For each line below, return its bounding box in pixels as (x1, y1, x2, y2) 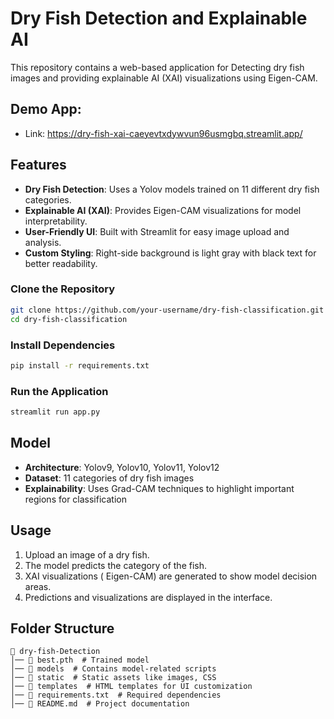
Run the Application (10, 384, 109, 398)
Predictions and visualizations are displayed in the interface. (24, 591, 273, 603)
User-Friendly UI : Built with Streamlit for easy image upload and (24, 225, 290, 237)
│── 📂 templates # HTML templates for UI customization (10, 682, 253, 692)
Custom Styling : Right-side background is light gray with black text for (24, 247, 317, 259)
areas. (24, 580, 52, 592)
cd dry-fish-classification (10, 314, 128, 324)
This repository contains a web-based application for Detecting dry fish (10, 61, 305, 73)
